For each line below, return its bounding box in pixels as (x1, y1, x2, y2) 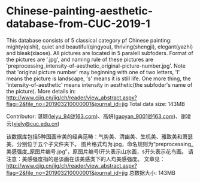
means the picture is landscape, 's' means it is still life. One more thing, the (6, 75, 191, 82)
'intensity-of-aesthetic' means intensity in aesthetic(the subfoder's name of (6, 81, 193, 88)
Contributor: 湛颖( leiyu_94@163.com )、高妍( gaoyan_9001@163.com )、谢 (6, 113, 186, 120)
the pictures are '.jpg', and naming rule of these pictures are (6, 56, 154, 63)
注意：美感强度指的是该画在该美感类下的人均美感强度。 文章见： (6, 155, 165, 162)
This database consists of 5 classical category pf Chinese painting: (6, 37, 172, 44)
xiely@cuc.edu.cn (13, 120, 58, 127)
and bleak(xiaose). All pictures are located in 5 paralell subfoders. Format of (6, 49, 193, 56)
